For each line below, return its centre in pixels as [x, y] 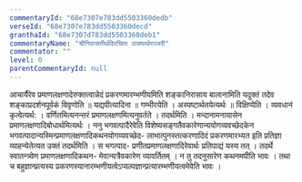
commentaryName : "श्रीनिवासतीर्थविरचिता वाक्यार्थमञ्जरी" [90, 43]
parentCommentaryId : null [58, 69]
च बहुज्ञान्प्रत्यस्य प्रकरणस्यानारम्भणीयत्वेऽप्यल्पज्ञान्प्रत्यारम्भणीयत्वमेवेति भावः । [116, 166]
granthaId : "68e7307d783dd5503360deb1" [85, 35]
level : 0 [26, 60]
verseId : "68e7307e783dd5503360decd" [81, 26]
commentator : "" [40, 52]
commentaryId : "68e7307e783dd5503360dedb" [91, 18]
